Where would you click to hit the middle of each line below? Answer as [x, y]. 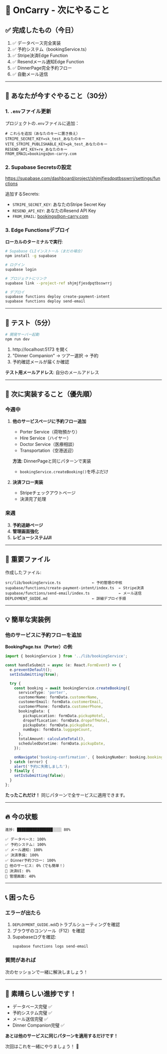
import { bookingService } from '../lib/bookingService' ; [66, 656]
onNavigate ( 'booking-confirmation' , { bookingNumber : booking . [81, 757]
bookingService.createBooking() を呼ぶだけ [64, 472]
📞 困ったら [20, 897]
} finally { [22, 771]
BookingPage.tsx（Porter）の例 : [39, 647]
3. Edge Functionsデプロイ [38, 230]
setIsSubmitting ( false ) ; [40, 776]
